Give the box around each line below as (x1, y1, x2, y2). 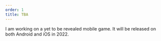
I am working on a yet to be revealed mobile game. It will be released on (5, 25, 156, 31)
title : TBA (5, 12, 29, 17)
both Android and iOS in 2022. (5, 31, 69, 37)
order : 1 (5, 7, 24, 12)
